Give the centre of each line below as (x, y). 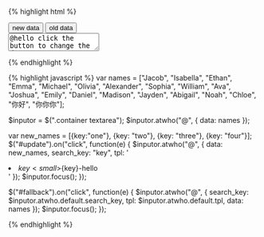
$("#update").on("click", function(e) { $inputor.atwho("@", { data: (116, 144)
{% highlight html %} (43, 12)
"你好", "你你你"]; (37, 104)
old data (61, 28)
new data (26, 28)
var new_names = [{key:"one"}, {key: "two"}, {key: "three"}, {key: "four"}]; (130, 136)
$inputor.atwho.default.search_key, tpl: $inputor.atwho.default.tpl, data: (126, 200)
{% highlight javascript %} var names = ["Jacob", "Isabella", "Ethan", (120, 78)
